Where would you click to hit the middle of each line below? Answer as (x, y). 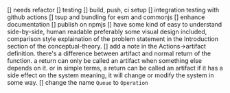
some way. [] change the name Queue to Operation (78, 82)
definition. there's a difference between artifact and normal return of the (109, 53)
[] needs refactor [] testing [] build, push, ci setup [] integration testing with (113, 10)
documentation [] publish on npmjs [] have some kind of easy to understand (115, 24)
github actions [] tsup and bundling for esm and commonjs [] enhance (106, 17)
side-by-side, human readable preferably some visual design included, (107, 31)
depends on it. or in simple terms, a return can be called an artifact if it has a (115, 68)
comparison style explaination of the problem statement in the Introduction (113, 39)
